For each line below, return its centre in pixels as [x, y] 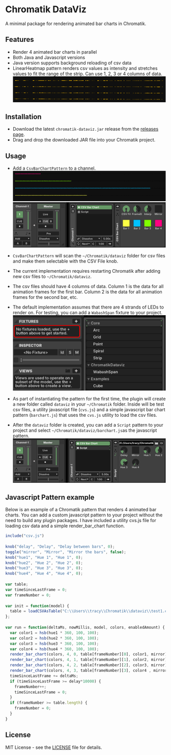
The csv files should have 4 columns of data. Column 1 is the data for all [88, 287]
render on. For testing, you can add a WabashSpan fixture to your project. [88, 313]
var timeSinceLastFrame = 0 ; [36, 589]
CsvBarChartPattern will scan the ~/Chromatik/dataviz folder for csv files [89, 256]
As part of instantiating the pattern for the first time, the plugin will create [89, 399]
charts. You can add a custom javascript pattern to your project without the [84, 515]
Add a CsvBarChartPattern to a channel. [54, 168]
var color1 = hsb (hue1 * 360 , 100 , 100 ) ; [54, 633]
